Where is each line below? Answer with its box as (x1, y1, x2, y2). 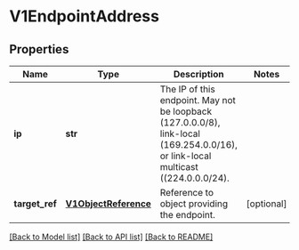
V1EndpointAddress (9, 6, 160, 27)
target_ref (13, 198, 58, 210)
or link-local (159, 149, 212, 162)
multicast (159, 161, 198, 173)
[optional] (246, 198, 287, 210)
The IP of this (159, 83, 215, 95)
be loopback (159, 105, 213, 117)
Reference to (159, 187, 214, 198)
